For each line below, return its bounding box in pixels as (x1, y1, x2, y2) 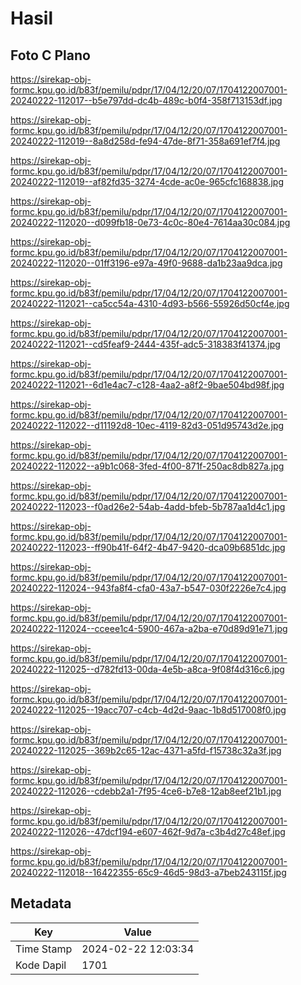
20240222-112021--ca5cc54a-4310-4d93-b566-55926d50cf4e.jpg (10, 298, 290, 309)
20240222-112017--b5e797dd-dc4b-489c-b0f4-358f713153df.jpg (10, 95, 283, 106)
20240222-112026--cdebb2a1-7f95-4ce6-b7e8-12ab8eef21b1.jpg (10, 785, 282, 797)
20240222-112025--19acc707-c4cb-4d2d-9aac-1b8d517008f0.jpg (10, 704, 287, 716)
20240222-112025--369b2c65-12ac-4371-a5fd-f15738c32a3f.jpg (10, 745, 282, 756)
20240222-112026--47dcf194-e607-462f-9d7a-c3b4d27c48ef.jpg (10, 826, 286, 837)
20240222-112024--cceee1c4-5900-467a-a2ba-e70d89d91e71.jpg (10, 623, 288, 634)
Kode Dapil (15, 958, 67, 972)
